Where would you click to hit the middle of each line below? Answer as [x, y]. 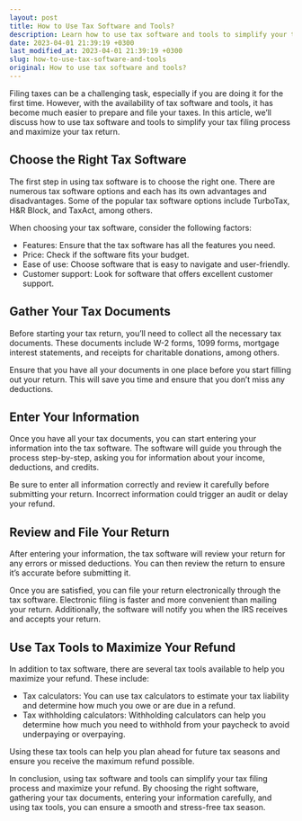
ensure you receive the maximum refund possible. [102, 761]
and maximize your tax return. [65, 131]
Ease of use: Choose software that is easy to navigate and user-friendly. [156, 264]
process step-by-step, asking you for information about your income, [137, 458]
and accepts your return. [55, 619]
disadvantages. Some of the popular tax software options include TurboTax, [150, 201]
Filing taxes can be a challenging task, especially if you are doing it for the [147, 93]
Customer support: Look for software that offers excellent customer [147, 273]
